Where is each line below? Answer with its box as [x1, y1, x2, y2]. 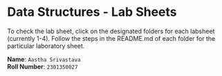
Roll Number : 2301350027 [7, 62, 78, 70]
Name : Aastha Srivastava [7, 55, 81, 63]
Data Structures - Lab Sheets [7, 4, 177, 20]
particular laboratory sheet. [7, 41, 85, 50]
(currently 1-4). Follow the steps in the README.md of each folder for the [7, 34, 216, 42]
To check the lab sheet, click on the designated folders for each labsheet [7, 27, 215, 35]
